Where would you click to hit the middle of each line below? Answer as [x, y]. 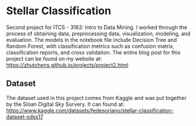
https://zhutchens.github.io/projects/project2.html [67, 65]
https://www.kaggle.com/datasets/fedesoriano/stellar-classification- [90, 110]
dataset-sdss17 [25, 117]
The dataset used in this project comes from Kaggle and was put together [97, 98]
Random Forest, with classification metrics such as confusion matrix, [90, 46]
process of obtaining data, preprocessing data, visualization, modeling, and [98, 33]
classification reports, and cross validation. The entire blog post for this [94, 52]
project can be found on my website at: [54, 59]
